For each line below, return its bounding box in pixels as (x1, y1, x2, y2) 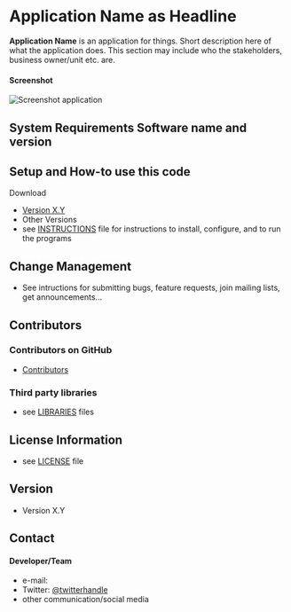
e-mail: (21, 575, 49, 586)
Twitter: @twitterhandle (21, 585, 108, 595)
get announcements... (21, 292, 103, 302)
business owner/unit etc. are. (9, 54, 115, 65)
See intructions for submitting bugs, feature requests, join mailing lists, (21, 282, 281, 294)
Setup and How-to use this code (9, 164, 191, 179)
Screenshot (9, 75, 53, 85)
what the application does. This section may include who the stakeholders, (9, 44, 282, 55)
